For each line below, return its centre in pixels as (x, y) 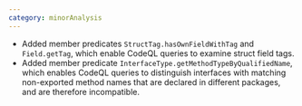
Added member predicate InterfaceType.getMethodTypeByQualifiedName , (157, 63)
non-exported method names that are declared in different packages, (151, 82)
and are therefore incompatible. (80, 92)
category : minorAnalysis (55, 18)
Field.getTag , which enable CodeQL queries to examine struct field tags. (158, 53)
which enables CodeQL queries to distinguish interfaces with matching (154, 72)
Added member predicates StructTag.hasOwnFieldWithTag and (138, 43)
